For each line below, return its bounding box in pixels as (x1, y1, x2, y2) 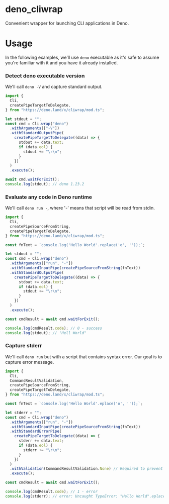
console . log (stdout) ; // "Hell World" (5, 330, 87, 335)
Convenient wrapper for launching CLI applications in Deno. (5, 20, 129, 26)
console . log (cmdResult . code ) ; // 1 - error (5, 489, 98, 494)
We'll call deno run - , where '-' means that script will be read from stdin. (5, 205, 155, 211)
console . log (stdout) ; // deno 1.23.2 (5, 182, 84, 187)
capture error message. (5, 359, 54, 365)
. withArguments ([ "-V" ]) (10, 126, 59, 131)
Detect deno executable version (5, 72, 85, 79)
